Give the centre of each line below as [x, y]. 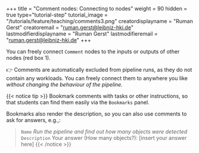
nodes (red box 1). [28, 58]
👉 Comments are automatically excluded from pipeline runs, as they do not [99, 70]
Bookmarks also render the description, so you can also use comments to [97, 114]
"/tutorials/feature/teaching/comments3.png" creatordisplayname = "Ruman [100, 21]
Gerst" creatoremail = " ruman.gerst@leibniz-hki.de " [70, 27]
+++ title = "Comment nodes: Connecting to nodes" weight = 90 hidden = [97, 9]
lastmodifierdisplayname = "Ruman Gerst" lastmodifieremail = [82, 34]
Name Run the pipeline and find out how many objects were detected [104, 132]
